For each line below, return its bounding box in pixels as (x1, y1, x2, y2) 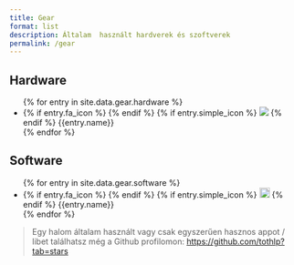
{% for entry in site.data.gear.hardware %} (22, 97, 184, 107)
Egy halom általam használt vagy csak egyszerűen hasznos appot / (31, 226, 286, 237)
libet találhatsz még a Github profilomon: (31, 236, 185, 247)
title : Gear (9, 13, 55, 23)
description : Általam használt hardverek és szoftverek (9, 30, 231, 39)
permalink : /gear (9, 38, 76, 48)
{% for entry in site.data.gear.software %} (22, 177, 181, 188)
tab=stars (31, 245, 68, 256)
